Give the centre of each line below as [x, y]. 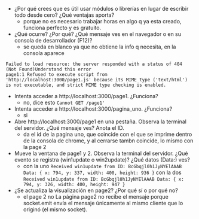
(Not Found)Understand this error [49, 69]
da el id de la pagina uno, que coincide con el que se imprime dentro [108, 134]
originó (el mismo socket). [55, 209]
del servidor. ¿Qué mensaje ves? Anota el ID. [69, 128]
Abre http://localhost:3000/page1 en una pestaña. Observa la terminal [100, 121]
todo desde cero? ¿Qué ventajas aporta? [64, 15]
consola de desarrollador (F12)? [53, 40]
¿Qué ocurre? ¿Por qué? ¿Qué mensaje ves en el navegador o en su [98, 34]
